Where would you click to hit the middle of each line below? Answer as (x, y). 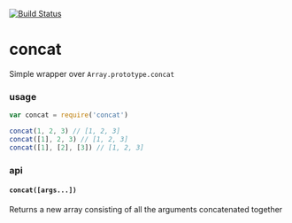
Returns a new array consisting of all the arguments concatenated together (146, 209)
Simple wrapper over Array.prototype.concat (92, 73)
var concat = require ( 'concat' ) (69, 115)
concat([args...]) (43, 190)
